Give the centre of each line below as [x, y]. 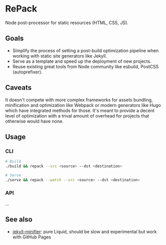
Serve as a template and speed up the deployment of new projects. [82, 61]
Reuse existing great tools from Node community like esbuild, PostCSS [86, 66]
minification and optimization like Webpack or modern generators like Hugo [83, 105]
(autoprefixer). [27, 72]
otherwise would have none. [34, 121]
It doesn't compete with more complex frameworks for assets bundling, [79, 100]
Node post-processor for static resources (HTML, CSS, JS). [67, 23]
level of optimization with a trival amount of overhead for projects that [77, 115]
